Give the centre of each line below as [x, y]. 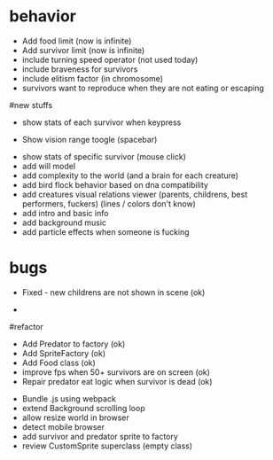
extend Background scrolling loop [83, 408]
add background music [64, 222]
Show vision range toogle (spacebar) [90, 139]
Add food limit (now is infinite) [77, 41]
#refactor [26, 326]
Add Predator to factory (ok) [74, 344]
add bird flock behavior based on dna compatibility [115, 184]
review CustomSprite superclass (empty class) [107, 446]
